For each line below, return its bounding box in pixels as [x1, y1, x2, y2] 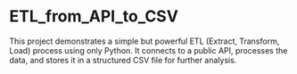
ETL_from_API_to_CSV [9, 6, 178, 27]
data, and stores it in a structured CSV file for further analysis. [9, 54, 237, 65]
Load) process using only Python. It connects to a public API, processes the [9, 45, 288, 55]
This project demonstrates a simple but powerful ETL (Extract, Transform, [9, 36, 280, 46]
